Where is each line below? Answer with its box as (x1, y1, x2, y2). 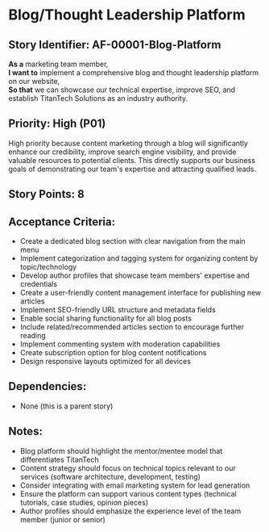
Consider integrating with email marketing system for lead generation (19, 480, 250, 490)
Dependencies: (8, 379, 87, 393)
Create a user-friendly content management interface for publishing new (19, 288, 262, 298)
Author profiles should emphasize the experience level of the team (19, 506, 242, 516)
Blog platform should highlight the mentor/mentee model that (19, 446, 223, 455)
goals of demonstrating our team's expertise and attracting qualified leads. (8, 164, 257, 174)
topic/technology (19, 262, 77, 272)
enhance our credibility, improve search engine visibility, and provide (8, 147, 237, 157)
